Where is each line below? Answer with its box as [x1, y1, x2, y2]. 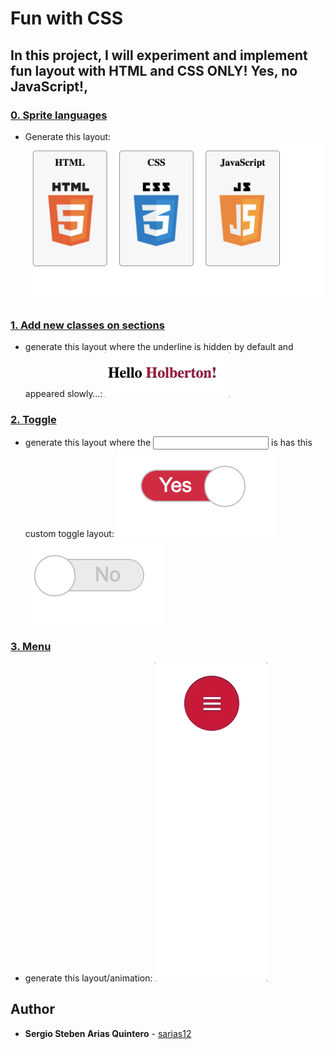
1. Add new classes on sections [10, 318, 165, 332]
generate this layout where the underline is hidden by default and [24, 341, 294, 353]
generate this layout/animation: [24, 972, 153, 984]
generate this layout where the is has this [24, 436, 313, 448]
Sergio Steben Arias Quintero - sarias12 [24, 1027, 192, 1039]
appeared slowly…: [24, 388, 103, 400]
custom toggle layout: [24, 527, 115, 539]
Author [10, 1001, 55, 1018]
